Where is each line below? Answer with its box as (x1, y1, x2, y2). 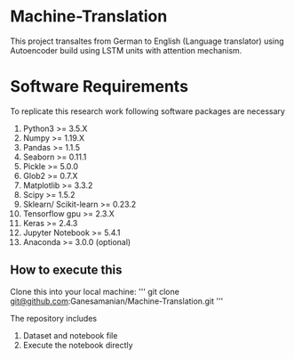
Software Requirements (10, 77, 189, 97)
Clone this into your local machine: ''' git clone (10, 286, 180, 297)
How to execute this (10, 263, 123, 278)
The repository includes (10, 313, 97, 323)
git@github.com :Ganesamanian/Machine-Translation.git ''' (10, 296, 224, 306)
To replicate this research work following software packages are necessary (10, 105, 285, 117)
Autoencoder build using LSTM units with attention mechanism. (10, 45, 242, 55)
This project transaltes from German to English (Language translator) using (10, 36, 284, 46)
